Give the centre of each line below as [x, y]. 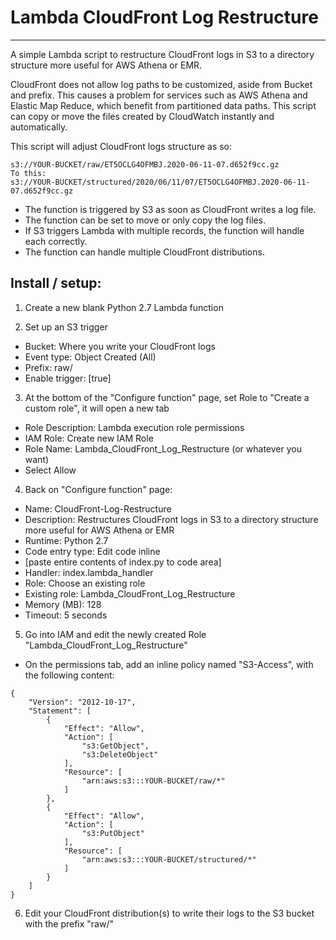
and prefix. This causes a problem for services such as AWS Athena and [159, 95]
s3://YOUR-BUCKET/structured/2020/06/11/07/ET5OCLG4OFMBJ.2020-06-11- [160, 182]
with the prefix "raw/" [69, 923]
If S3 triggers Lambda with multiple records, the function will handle [164, 230]
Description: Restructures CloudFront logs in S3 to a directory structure [171, 519]
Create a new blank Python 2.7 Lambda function [124, 307]
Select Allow [50, 470]
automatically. [39, 127]
